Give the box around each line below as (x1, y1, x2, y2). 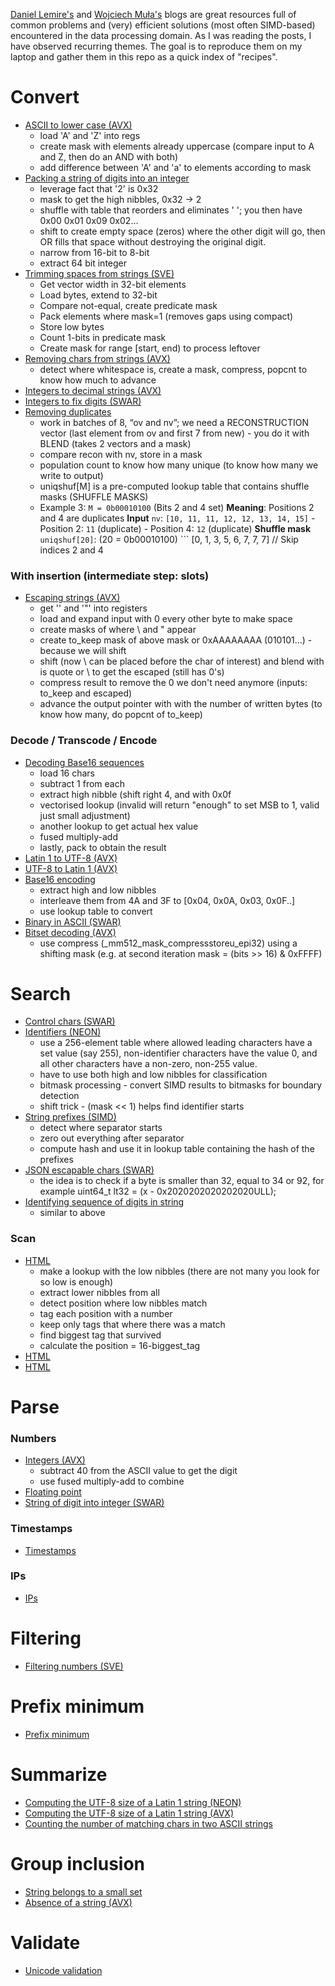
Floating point (24, 1486, 82, 1498)
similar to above (39, 1207, 106, 1219)
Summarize (10, 1763, 108, 1786)
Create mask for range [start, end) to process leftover (39, 342, 261, 354)
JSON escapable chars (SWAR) (24, 1164, 155, 1176)
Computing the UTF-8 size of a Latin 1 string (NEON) (24, 1796, 242, 1808)
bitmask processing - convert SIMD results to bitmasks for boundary (39, 1079, 323, 1091)
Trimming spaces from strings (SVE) (24, 267, 175, 279)
